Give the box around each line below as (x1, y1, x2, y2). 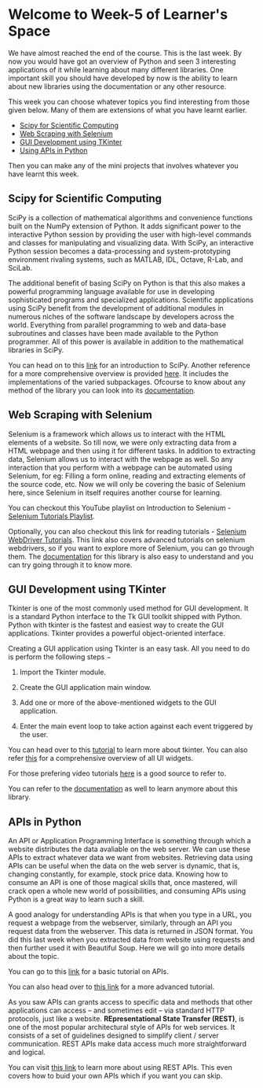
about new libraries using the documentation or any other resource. (8, 81, 227, 91)
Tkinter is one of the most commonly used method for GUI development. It (8, 603, 249, 613)
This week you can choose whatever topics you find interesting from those (8, 97, 250, 106)
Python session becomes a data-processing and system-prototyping (8, 246, 231, 256)
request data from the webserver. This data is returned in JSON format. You (8, 927, 254, 936)
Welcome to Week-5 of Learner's (8, 6, 228, 24)
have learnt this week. (8, 169, 80, 179)
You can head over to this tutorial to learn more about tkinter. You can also (8, 745, 248, 754)
